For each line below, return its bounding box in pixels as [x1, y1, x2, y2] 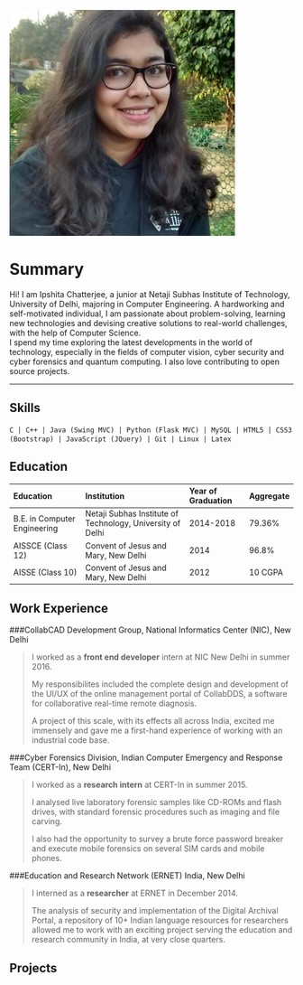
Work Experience [9, 600, 109, 615]
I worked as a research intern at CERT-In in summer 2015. [31, 779, 248, 791]
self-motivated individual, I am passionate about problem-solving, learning [9, 308, 286, 319]
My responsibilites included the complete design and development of [31, 679, 289, 689]
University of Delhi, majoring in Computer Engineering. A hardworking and [9, 298, 285, 309]
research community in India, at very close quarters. [31, 934, 225, 945]
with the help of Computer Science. [9, 327, 142, 338]
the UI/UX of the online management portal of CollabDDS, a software [31, 689, 288, 699]
